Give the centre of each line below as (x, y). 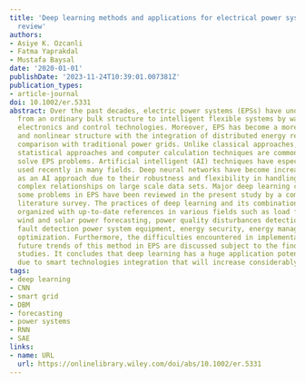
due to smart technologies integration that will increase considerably (158, 263)
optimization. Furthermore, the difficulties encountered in (136, 237)
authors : (26, 34)
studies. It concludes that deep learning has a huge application (146, 254)
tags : (20, 271)
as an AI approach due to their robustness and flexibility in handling (158, 178)
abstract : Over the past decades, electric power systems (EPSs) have (146, 111)
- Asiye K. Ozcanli (46, 43)
